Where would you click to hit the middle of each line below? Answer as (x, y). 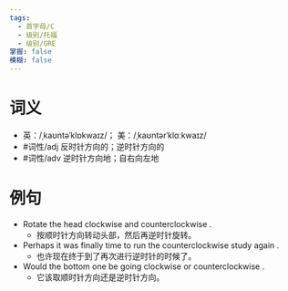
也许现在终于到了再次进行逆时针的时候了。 (116, 255)
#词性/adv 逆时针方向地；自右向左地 (91, 158)
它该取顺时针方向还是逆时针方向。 (100, 277)
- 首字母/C (36, 26)
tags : (20, 18)
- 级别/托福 (37, 35)
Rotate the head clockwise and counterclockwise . (117, 223)
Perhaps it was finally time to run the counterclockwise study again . (151, 245)
